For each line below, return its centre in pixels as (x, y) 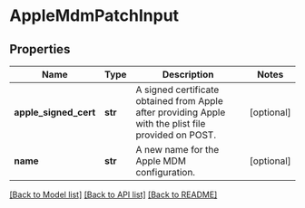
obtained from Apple (180, 101)
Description (188, 75)
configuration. (166, 172)
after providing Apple (181, 112)
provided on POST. (176, 135)
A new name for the (177, 150)
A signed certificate (177, 90)
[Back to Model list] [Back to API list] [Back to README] (113, 194)
